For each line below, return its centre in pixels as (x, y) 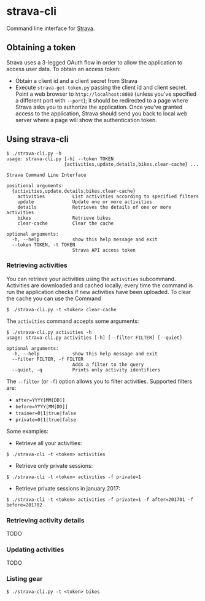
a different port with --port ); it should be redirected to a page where (102, 100)
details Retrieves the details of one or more (95, 207)
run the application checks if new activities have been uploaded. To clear (99, 292)
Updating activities (35, 549)
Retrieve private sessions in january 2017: (68, 488)
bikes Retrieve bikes (64, 218)
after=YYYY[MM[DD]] (40, 400)
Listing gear (25, 579)
